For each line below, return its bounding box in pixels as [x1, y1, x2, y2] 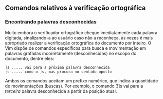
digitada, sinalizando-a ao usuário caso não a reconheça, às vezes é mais [5, 35, 153, 40]
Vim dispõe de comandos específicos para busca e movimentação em [5, 45, 146, 51]
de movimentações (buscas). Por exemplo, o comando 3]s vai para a [5, 83, 144, 89]
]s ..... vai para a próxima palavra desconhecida [5, 65, 110, 70]
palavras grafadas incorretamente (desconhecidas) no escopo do [5, 50, 137, 56]
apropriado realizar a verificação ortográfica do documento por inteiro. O [5, 40, 152, 46]
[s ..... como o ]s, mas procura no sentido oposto [5, 69, 112, 74]
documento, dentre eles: [5, 56, 54, 61]
